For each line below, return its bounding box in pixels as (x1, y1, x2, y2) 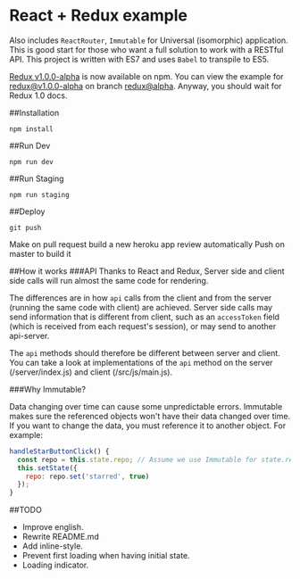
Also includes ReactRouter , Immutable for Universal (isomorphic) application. (9, 35, 288, 45)
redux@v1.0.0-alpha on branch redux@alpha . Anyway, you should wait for (9, 80, 282, 91)
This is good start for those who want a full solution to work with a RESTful (9, 44, 284, 54)
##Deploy (9, 206, 46, 217)
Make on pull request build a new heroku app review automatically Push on (9, 238, 286, 250)
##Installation (9, 107, 60, 118)
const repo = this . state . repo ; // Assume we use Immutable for (17, 455, 257, 464)
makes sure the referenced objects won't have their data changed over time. (9, 410, 291, 421)
